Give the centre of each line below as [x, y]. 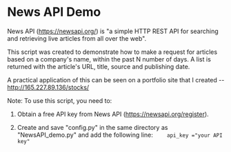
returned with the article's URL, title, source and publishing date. [99, 66]
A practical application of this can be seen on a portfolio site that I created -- [116, 79]
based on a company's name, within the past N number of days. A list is [109, 59]
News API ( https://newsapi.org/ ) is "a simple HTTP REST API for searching [113, 31]
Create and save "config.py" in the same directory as [92, 127]
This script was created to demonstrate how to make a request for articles [112, 52]
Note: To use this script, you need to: [60, 100]
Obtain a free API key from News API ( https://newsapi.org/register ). [113, 114]
